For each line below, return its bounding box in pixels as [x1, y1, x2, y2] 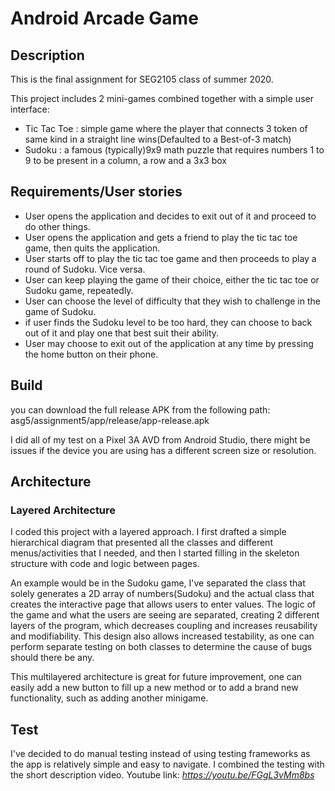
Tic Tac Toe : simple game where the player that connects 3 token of [24, 123, 308, 134]
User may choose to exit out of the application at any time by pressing [24, 337, 314, 349]
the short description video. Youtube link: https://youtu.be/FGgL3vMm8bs [10, 769, 315, 781]
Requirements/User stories [10, 183, 183, 201]
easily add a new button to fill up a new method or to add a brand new [10, 682, 299, 694]
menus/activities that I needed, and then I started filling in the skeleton [10, 547, 300, 559]
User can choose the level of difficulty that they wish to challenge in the [24, 295, 321, 307]
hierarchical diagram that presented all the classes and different [10, 537, 273, 549]
